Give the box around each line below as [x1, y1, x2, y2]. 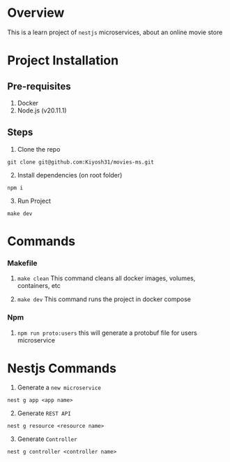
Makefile [7, 258, 38, 268]
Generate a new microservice [17, 383, 101, 392]
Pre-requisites [7, 80, 71, 92]
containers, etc [17, 282, 61, 290]
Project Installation [7, 52, 119, 68]
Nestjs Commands [7, 360, 117, 376]
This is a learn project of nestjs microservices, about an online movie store [7, 28, 223, 36]
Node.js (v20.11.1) [17, 106, 68, 115]
